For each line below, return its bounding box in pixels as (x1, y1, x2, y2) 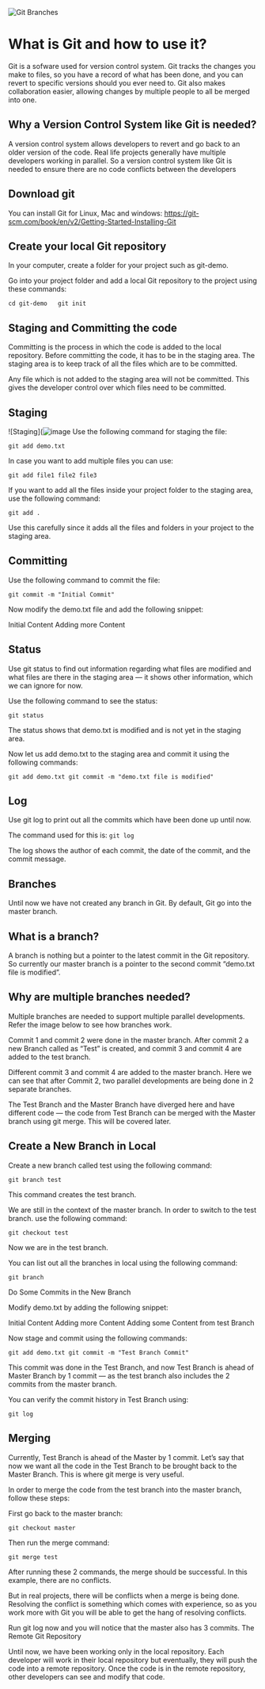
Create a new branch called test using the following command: (8, 1161, 212, 1170)
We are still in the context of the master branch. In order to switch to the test (8, 1205, 257, 1214)
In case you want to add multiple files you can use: (8, 456, 174, 465)
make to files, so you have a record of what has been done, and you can (8, 70, 244, 79)
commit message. (8, 854, 66, 864)
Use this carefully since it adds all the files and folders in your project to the (8, 523, 255, 532)
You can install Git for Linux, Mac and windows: (8, 208, 163, 218)
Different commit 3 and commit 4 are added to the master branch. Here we (8, 1067, 252, 1077)
